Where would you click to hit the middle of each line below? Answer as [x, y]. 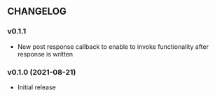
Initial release [36, 87]
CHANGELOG [37, 12]
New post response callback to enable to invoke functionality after [113, 46]
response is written [45, 54]
